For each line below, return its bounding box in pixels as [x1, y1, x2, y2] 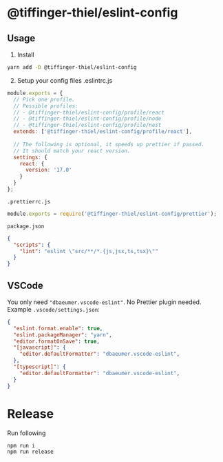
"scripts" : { [13, 241, 51, 248]
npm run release [7, 448, 54, 456]
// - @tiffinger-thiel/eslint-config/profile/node [13, 115, 162, 122]
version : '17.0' [25, 167, 72, 174]
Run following [7, 429, 46, 437]
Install [17, 50, 34, 59]
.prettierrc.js [7, 198, 51, 205]
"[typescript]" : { [13, 363, 67, 370]
